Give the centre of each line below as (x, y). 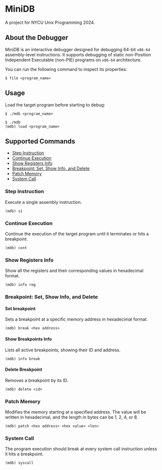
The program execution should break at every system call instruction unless (81, 449)
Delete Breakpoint (24, 370)
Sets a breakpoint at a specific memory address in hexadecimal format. (77, 319)
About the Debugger (37, 38)
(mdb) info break (23, 359)
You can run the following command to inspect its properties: (66, 69)
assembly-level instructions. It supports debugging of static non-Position (78, 54)
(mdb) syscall (19, 463)
